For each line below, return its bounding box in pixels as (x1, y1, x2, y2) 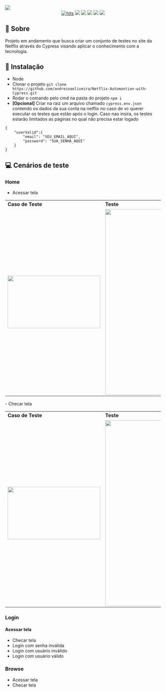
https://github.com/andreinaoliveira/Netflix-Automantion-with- (12, 86, 148, 91)
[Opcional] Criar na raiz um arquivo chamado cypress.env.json (12, 100, 142, 106)
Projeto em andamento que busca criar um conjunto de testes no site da (5, 38, 152, 44)
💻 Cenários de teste (5, 161, 69, 170)
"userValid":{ (14, 130, 43, 135)
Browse (5, 665, 24, 672)
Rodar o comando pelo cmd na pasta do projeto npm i (12, 95, 122, 101)
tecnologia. (5, 48, 28, 54)
